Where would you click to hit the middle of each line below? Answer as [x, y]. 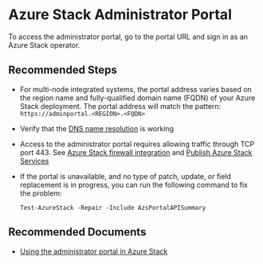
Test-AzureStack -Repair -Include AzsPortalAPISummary [113, 208]
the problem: [41, 193]
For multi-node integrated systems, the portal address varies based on [136, 89]
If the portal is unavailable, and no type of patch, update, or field [125, 176]
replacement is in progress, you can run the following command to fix [134, 184]
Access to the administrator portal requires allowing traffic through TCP [137, 144]
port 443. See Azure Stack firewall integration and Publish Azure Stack [136, 152]
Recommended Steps [63, 70]
